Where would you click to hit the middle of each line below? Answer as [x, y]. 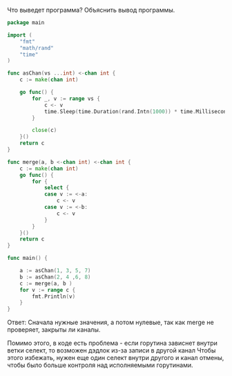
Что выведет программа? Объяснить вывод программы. [91, 10]
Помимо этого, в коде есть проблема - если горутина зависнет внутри [112, 343]
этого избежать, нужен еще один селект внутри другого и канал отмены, [116, 358]
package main [26, 23]
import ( [20, 35]
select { [57, 188]
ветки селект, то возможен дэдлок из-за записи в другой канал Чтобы [112, 350]
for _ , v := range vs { [66, 98]
